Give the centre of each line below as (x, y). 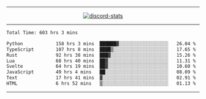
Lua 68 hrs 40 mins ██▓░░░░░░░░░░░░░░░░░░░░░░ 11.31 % (101, 61)
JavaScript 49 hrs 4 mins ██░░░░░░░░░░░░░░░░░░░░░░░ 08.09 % (101, 72)
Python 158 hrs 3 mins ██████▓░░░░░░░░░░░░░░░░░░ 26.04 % (101, 43)
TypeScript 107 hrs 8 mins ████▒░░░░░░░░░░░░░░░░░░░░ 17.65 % (101, 50)
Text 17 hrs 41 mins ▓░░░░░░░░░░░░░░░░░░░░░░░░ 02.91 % (101, 78)
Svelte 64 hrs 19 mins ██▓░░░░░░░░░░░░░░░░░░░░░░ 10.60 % (101, 67)
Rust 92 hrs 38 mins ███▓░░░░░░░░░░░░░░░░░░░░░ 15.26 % (101, 55)
